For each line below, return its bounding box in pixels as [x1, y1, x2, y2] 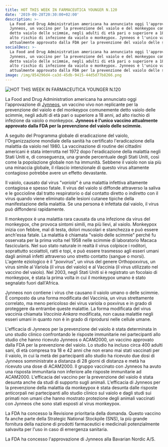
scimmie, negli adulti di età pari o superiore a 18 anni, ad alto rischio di [5, 112, 150, 118]
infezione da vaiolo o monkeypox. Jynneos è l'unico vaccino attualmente [5, 117, 158, 123]
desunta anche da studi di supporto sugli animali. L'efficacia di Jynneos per [5, 379, 161, 385]
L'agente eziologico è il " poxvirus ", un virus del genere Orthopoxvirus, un [5, 258, 156, 264]
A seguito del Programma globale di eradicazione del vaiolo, [5, 132, 129, 138]
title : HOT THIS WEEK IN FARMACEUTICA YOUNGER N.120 [5, 7, 117, 13]
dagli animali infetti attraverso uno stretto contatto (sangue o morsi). [5, 253, 145, 259]
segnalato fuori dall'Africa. [5, 279, 59, 286]
